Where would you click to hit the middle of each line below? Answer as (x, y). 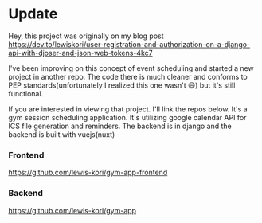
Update (33, 14)
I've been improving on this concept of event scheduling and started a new (131, 68)
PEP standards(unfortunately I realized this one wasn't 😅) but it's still (122, 85)
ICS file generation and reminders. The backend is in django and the (120, 126)
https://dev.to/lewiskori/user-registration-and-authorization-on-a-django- (129, 44)
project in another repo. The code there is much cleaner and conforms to (128, 76)
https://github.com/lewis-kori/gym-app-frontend (88, 173)
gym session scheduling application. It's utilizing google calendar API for (127, 117)
